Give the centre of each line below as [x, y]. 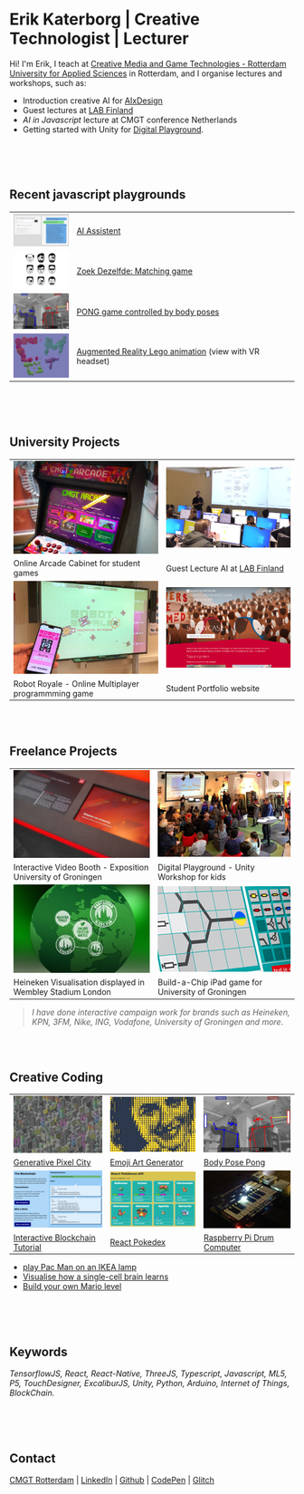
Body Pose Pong [234, 1162]
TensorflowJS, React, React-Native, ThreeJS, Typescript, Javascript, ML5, [148, 1374]
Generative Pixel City [52, 1162]
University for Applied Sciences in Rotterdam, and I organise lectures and [146, 73]
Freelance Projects [63, 752]
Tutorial [28, 1247]
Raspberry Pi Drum [238, 1238]
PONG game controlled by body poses [148, 312]
